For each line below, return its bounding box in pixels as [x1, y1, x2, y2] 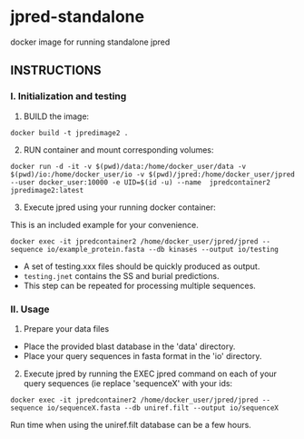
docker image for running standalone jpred [10, 36, 171, 47]
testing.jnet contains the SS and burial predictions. [23, 270, 220, 281]
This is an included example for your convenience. [10, 219, 199, 230]
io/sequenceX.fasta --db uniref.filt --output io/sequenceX [46, 403, 279, 413]
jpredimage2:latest [10, 185, 84, 195]
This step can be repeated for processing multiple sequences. [23, 280, 257, 291]
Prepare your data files [23, 323, 110, 334]
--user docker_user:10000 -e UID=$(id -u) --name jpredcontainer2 [10, 177, 271, 187]
